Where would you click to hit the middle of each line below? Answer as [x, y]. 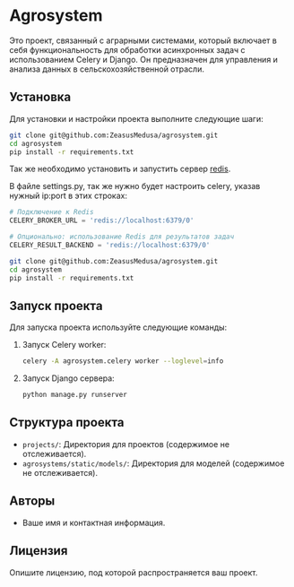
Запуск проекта [56, 306]
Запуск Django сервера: [68, 378]
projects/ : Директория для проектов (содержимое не [126, 444]
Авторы [32, 501]
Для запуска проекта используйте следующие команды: [118, 327]
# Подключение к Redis [52, 212]
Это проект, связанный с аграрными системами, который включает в [143, 40]
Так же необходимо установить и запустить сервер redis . [120, 169]
